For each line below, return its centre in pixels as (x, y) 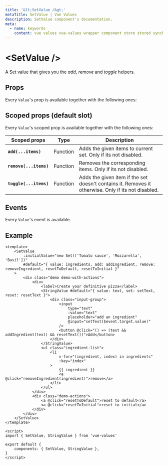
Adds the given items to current (116, 148)
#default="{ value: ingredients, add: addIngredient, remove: (89, 265)
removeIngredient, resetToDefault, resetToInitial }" (62, 269)
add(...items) (24, 151)
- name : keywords (28, 29)
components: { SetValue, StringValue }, (57, 449)
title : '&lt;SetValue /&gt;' (35, 10)
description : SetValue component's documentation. (59, 19)
